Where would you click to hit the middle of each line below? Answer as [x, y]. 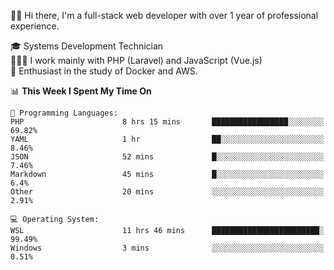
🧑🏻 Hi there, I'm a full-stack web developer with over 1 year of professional [164, 15]
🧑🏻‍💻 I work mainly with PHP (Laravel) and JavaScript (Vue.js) [136, 60]
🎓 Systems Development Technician [87, 46]
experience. [35, 26]
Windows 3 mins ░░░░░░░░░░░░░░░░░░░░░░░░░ [167, 248]
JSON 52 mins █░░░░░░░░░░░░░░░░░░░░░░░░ [167, 157]
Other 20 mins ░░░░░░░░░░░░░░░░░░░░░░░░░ [167, 192]
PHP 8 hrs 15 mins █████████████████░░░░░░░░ [167, 122]
